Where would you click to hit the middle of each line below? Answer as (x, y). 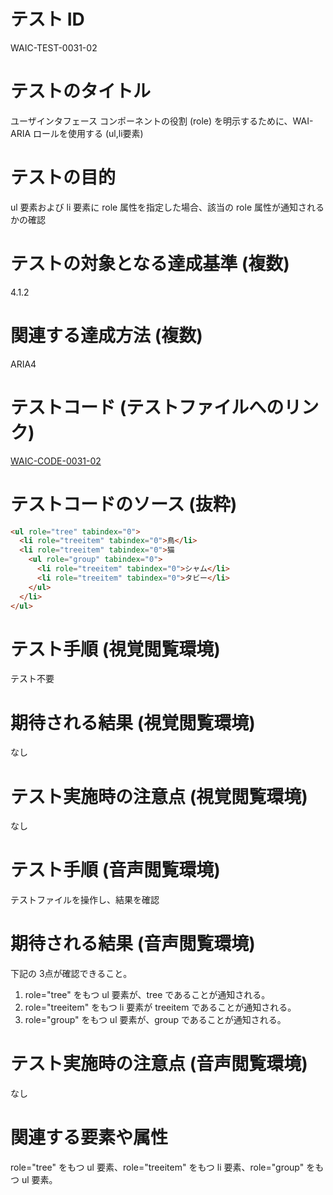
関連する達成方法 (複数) (106, 335)
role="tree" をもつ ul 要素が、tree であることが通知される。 (147, 995)
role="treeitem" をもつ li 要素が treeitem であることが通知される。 (160, 1007)
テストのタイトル (81, 91)
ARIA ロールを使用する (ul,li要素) (77, 133)
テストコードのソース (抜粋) (124, 504)
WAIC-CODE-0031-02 (56, 461)
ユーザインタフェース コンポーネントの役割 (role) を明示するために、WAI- (162, 121)
